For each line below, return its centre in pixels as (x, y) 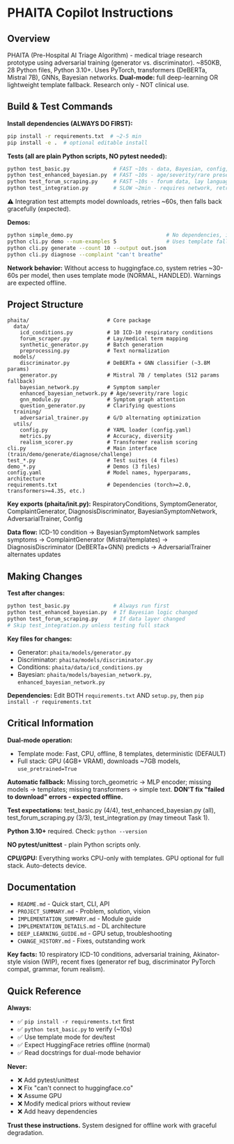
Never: (17, 1067)
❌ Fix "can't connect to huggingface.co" (75, 1088)
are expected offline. (37, 283)
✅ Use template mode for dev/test (66, 1037)
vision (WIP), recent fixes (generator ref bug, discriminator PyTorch (119, 962)
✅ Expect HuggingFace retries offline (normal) (84, 1045)
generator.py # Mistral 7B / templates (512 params (119, 375)
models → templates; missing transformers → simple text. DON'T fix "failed (116, 789)
